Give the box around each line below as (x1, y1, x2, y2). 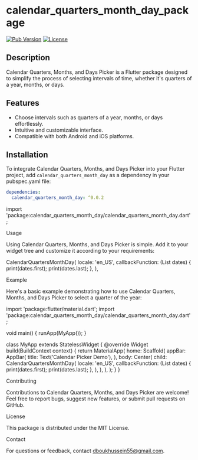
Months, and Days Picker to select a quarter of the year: (6, 294, 142, 301)
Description (6, 53, 50, 63)
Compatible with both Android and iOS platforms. (14, 132, 134, 139)
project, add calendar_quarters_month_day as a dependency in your (6, 172, 170, 179)
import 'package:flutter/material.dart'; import (6, 305, 115, 313)
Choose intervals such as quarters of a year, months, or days (14, 113, 163, 121)
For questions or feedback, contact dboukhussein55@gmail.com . (6, 447, 165, 455)
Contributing (6, 377, 37, 384)
